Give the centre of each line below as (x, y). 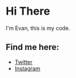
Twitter (24, 62)
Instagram (27, 68)
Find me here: (32, 47)
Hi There (28, 11)
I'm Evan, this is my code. (38, 28)
